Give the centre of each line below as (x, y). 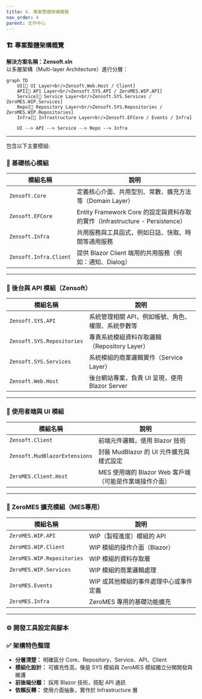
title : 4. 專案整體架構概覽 (38, 12)
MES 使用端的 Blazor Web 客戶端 (145, 472)
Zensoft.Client (31, 440)
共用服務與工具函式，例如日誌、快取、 (131, 232)
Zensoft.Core (28, 196)
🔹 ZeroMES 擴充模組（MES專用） (55, 507)
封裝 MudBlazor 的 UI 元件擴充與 (144, 452)
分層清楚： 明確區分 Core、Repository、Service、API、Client (91, 660)
